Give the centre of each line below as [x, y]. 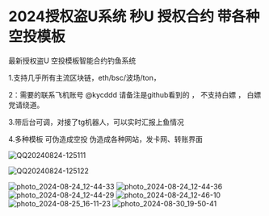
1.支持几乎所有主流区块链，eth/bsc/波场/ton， [84, 77]
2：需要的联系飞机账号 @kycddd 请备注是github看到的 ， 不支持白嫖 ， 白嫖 [135, 94]
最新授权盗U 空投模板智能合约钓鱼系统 [72, 60]
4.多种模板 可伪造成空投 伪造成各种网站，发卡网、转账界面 [106, 139]
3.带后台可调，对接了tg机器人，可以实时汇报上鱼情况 [96, 122]
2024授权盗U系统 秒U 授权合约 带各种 [134, 17]
